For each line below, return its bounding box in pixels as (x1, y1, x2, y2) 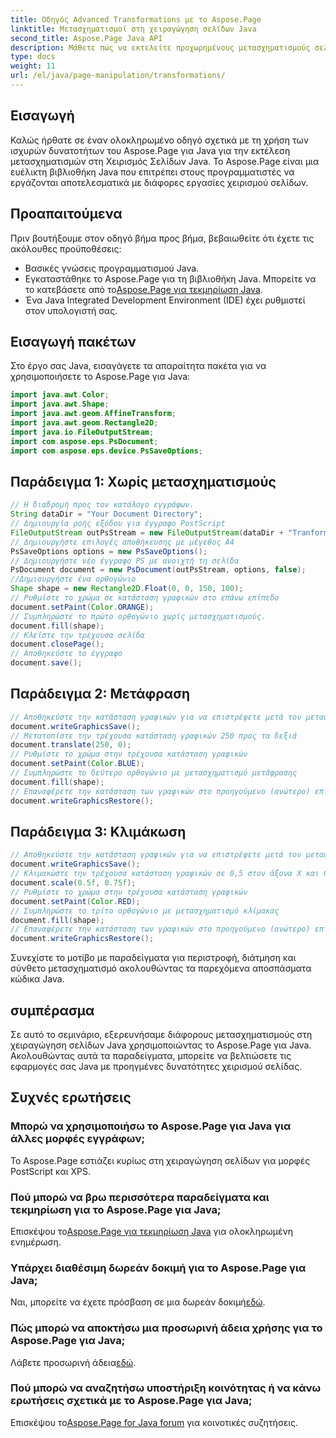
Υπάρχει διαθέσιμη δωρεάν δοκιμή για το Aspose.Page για (10, 1261, 307, 1275)
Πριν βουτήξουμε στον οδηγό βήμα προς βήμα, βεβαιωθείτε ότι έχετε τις (10, 232, 315, 244)
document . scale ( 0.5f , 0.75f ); (10, 878, 137, 888)
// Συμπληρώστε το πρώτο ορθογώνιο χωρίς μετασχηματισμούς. (10, 611, 267, 621)
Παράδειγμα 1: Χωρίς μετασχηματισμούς (10, 473, 277, 490)
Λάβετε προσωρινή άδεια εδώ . (10, 1356, 137, 1368)
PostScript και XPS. (10, 1165, 92, 1177)
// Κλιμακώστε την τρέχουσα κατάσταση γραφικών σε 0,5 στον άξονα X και (10, 869, 320, 879)
